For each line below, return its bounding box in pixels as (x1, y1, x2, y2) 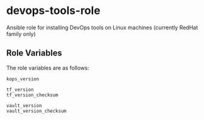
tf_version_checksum (6, 92, 59, 98)
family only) (6, 30, 36, 37)
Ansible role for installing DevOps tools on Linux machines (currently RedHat (6, 24, 199, 31)
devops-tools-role (6, 4, 100, 18)
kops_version (6, 76, 40, 82)
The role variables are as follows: (6, 64, 90, 71)
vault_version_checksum (6, 108, 67, 114)
